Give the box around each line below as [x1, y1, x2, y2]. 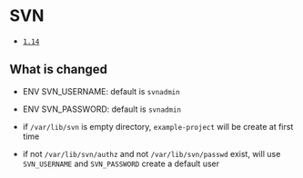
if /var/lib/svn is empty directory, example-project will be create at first [22, 121, 294, 132]
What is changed [9, 62, 107, 77]
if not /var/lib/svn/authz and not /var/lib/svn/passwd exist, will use [22, 148, 281, 159]
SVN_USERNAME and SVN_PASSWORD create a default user [22, 158, 220, 169]
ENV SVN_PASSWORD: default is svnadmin [22, 104, 182, 114]
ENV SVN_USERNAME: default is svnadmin [22, 85, 180, 96]
